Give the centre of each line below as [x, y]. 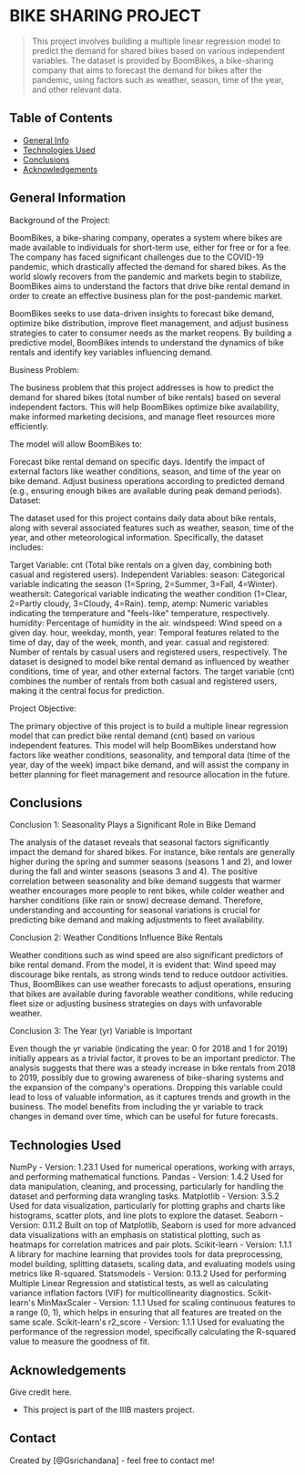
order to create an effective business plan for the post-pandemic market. [146, 295]
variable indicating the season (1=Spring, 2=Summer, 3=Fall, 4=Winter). [143, 583]
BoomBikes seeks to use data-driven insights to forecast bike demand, [142, 313]
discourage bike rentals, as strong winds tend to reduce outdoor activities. [149, 975]
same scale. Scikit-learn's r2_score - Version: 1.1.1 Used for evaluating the [147, 1322]
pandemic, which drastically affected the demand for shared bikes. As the [148, 266]
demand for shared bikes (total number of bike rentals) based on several [145, 397]
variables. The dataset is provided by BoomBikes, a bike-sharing [152, 60]
